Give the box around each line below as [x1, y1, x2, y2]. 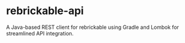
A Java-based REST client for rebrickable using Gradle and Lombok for [6, 24, 179, 31]
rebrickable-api [6, 4, 84, 18]
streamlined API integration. [6, 29, 74, 37]
